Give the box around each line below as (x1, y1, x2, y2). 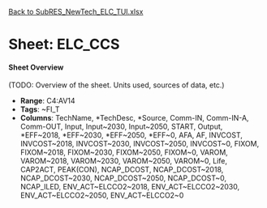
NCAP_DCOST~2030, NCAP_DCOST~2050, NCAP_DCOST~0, (19, 173, 227, 183)
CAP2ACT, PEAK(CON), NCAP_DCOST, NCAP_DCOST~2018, (19, 165, 224, 175)
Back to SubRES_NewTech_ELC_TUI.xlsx (8, 7, 144, 16)
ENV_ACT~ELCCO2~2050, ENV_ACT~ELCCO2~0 (19, 190, 184, 201)
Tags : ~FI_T (19, 104, 60, 114)
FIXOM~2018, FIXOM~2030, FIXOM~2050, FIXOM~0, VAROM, (19, 147, 229, 157)
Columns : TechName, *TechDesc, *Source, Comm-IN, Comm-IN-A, (19, 113, 249, 123)
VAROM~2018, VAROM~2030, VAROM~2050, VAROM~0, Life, (19, 156, 228, 166)
